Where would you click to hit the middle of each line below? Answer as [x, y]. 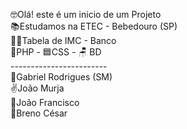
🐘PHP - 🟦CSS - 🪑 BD [56, 52]
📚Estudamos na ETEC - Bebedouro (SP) [94, 26]
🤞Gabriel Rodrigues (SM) [61, 77]
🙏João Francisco [45, 102]
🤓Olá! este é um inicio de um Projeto [86, 14]
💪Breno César [39, 113]
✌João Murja [37, 88]
